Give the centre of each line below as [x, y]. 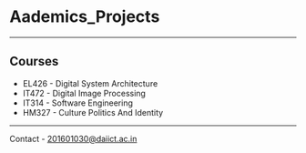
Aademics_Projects [85, 17]
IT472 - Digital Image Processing [84, 93]
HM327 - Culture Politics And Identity [93, 112]
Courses [34, 61]
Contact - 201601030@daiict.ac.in [73, 138]
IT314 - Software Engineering [78, 103]
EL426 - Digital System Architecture [90, 83]
